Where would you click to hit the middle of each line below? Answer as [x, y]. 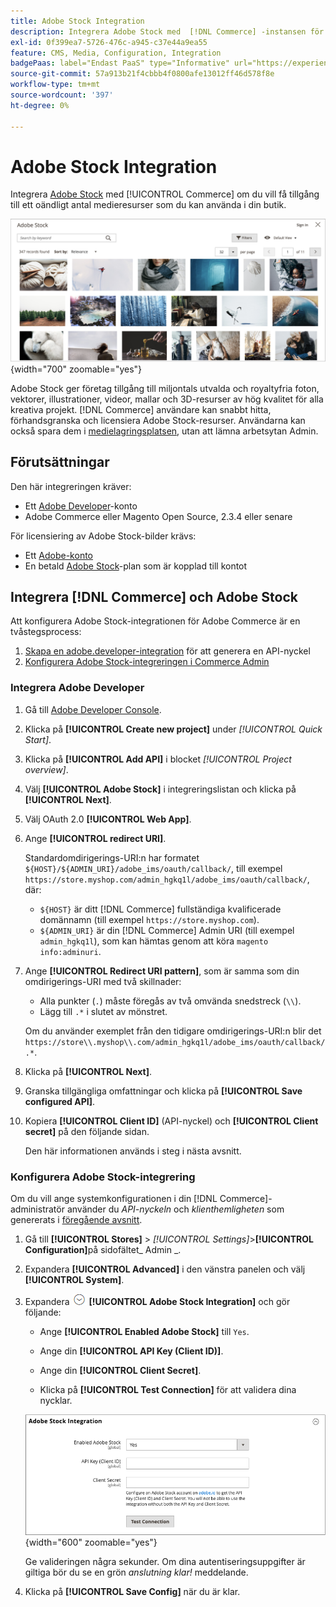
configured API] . [59, 1101]
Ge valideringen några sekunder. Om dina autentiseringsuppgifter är [165, 1561]
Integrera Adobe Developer [77, 688]
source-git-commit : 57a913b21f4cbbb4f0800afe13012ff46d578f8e [142, 74]
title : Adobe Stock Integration [77, 21]
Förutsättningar [60, 462]
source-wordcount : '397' [62, 95]
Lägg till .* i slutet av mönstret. [103, 1011]
